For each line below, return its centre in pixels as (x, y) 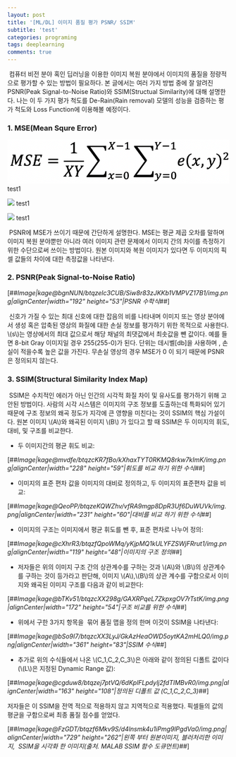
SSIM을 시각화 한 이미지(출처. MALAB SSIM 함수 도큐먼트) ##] (104, 746)
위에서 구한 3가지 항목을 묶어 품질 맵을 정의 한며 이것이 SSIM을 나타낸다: (118, 622)
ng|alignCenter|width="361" (48, 645)
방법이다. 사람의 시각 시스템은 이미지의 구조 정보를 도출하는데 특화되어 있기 (123, 404)
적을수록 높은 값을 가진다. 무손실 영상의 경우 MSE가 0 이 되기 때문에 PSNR (122, 351)
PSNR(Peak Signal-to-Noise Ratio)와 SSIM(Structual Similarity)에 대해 (107, 91)
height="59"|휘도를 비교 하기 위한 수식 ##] (147, 468)
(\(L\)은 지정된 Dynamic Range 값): (67, 669)
